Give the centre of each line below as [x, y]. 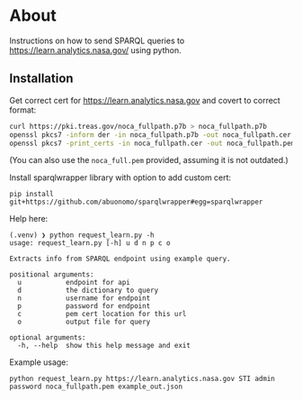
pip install [31, 195]
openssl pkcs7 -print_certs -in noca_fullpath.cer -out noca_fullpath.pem [152, 143]
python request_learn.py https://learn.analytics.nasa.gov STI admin [142, 379]
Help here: [29, 219]
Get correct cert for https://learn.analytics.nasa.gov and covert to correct [145, 100]
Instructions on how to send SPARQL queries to [97, 41]
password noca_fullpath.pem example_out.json [96, 387]
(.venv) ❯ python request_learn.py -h [82, 235]
